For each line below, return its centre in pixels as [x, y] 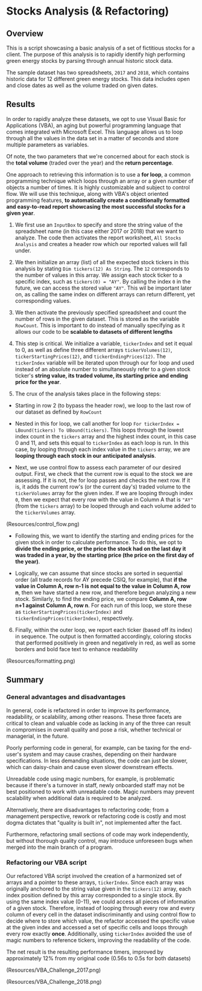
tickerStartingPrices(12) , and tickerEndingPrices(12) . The [90, 356]
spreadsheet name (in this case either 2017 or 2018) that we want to [99, 231]
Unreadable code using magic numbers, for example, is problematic [90, 779]
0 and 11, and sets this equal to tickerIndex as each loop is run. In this [102, 443]
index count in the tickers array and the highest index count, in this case [106, 436]
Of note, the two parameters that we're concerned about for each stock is [98, 156]
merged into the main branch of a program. [60, 847]
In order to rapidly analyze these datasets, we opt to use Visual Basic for [96, 119]
